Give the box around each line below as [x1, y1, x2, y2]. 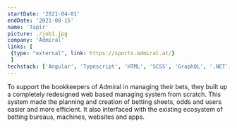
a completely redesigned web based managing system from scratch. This [7, 90, 221, 98]
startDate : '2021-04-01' [7, 10, 80, 18]
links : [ [7, 43, 33, 50]
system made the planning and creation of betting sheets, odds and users [7, 97, 222, 106]
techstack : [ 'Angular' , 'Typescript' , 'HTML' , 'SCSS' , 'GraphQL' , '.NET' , [7, 63, 232, 70]
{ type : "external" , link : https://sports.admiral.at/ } [10, 50, 175, 57]
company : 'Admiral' [7, 37, 65, 44]
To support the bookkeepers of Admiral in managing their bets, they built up [7, 82, 228, 91]
